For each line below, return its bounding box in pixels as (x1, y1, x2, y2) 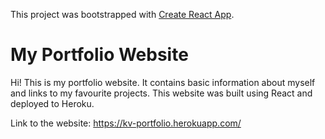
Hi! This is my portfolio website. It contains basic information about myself (10, 76, 316, 88)
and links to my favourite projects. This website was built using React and (10, 87, 313, 99)
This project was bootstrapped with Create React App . (10, 9, 235, 20)
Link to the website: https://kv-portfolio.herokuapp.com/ (10, 117, 242, 129)
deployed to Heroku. (10, 97, 95, 109)
